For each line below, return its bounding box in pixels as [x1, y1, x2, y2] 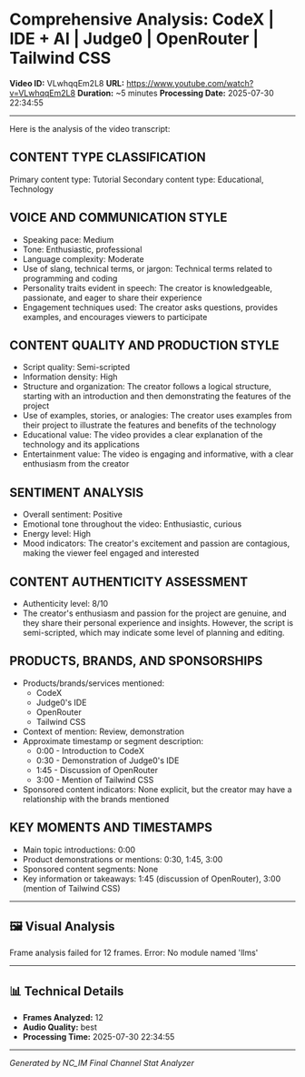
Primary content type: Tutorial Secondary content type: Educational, [9, 174, 264, 185]
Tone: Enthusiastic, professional [22, 244, 143, 255]
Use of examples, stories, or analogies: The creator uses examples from [22, 410, 292, 421]
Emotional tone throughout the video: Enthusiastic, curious [22, 518, 242, 529]
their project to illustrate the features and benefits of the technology [22, 419, 277, 431]
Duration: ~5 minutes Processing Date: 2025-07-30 [76, 87, 274, 98]
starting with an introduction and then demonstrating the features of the [22, 391, 291, 402]
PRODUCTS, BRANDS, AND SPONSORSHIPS [9, 653, 263, 669]
